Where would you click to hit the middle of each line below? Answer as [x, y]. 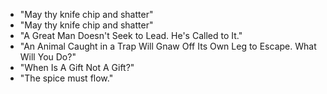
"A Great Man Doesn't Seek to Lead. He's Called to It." [131, 35]
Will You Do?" [48, 57]
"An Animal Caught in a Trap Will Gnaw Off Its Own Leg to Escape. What [168, 46]
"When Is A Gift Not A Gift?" [77, 67]
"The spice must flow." [66, 78]
